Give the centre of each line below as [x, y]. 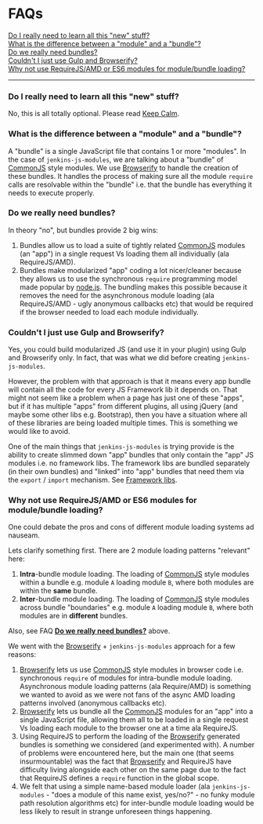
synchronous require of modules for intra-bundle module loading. [126, 678]
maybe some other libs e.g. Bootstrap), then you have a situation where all [128, 415]
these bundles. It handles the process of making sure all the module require [131, 176]
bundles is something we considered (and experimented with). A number [137, 745]
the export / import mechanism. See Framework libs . [93, 480]
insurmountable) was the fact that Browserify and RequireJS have [126, 761]
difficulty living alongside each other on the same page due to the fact [133, 770]
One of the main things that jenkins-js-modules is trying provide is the [121, 447]
